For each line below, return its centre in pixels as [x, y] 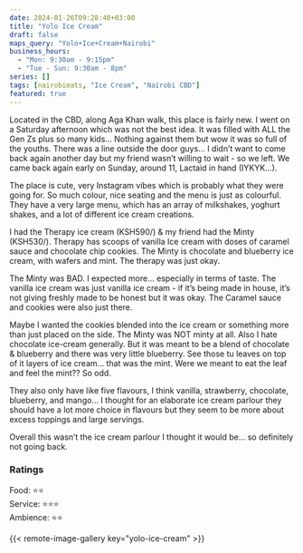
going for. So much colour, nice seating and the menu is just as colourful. [146, 195]
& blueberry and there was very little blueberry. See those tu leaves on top [148, 354]
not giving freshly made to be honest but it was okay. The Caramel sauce [146, 297]
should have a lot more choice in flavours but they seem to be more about [147, 410]
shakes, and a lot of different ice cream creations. [102, 214]
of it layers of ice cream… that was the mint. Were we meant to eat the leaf [148, 363]
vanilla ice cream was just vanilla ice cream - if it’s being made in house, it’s [150, 287]
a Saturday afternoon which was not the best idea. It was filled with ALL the [150, 129]
